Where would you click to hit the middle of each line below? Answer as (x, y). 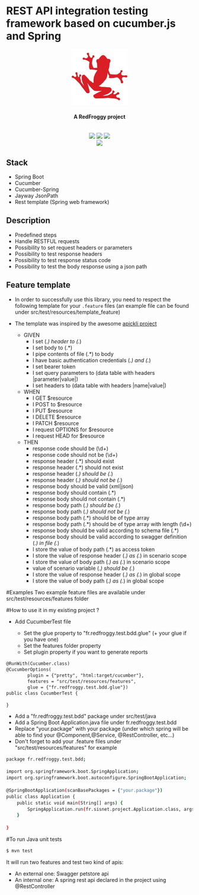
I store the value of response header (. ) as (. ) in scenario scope (110, 555)
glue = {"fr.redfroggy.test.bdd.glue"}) (78, 687)
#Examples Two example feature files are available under (76, 592)
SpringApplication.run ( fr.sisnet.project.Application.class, (105, 809)
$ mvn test (20, 851)
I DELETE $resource (57, 417)
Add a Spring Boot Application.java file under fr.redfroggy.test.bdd (96, 722)
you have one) (41, 639)
